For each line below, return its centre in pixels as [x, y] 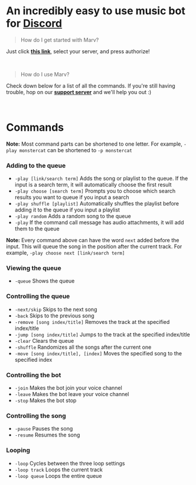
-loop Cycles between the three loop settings [70, 463]
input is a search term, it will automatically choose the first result [93, 185]
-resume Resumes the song [47, 435]
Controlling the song [36, 416]
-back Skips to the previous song [54, 316]
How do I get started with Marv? [60, 40]
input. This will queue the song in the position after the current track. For [94, 246]
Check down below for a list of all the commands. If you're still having [91, 86]
